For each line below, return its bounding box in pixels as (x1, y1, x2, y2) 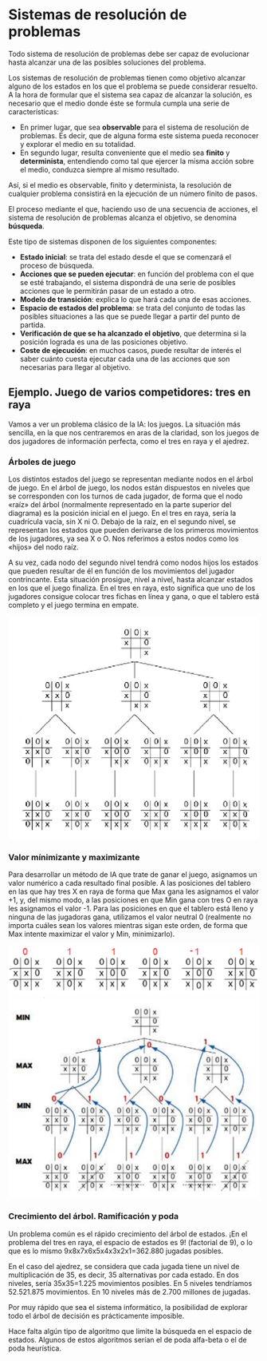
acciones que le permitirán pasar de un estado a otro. (19, 286, 197, 296)
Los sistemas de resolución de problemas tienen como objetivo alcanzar (8, 73, 245, 82)
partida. (19, 319, 46, 329)
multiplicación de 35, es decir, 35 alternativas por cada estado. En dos (8, 1270, 239, 1280)
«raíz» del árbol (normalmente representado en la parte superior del (8, 500, 232, 510)
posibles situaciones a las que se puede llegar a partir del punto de (19, 311, 241, 321)
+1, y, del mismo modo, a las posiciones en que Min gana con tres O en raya (8, 895, 258, 905)
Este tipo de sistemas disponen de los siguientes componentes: (8, 236, 218, 246)
